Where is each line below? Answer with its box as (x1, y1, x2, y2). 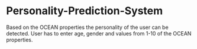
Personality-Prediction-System (6, 4, 163, 18)
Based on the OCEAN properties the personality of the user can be (6, 24, 169, 31)
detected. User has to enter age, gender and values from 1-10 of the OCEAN (6, 30, 192, 37)
